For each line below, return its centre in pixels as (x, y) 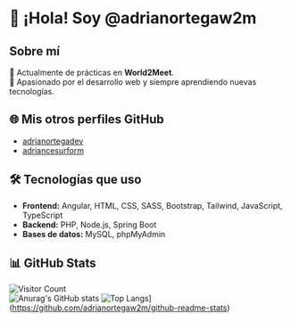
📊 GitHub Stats (53, 264)
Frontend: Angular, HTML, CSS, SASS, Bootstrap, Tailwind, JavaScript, (152, 205)
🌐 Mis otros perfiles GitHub (87, 120)
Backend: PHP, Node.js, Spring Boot (89, 224)
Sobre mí (35, 51)
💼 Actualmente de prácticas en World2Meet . (91, 72)
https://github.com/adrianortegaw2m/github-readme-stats (120, 308)
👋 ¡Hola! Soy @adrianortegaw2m (133, 18)
